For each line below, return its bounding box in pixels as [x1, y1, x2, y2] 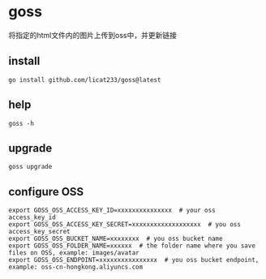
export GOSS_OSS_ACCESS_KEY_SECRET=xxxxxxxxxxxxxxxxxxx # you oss [8, 221, 242, 229]
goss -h [8, 119, 35, 127]
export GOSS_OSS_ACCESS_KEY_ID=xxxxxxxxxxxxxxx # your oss [8, 206, 217, 215]
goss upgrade [8, 163, 53, 171]
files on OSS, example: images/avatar [8, 249, 139, 257]
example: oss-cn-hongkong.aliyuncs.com [8, 263, 144, 272]
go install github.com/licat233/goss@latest [8, 75, 161, 84]
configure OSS [8, 185, 84, 199]
